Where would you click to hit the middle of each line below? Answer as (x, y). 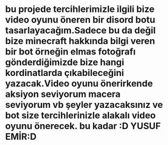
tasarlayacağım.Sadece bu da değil (80, 30)
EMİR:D (21, 137)
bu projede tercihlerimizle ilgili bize (80, 9)
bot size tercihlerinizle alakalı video (80, 115)
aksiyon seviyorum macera (63, 94)
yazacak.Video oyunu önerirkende (79, 84)
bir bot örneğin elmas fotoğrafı (70, 52)
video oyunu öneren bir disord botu (80, 20)
